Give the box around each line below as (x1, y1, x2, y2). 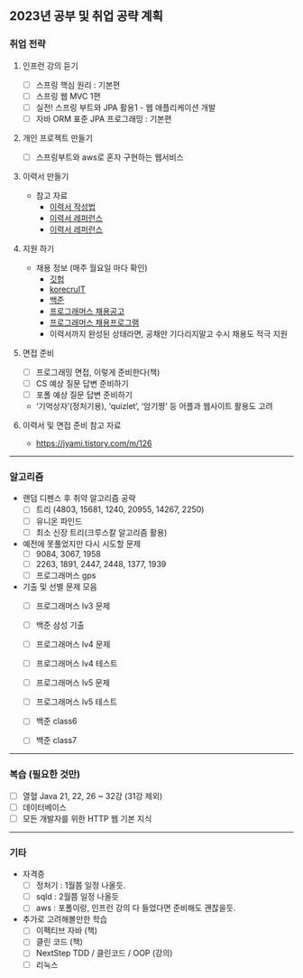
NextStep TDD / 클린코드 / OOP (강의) (35, 947, 173, 959)
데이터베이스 (22, 802, 68, 813)
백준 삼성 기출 (35, 619, 85, 630)
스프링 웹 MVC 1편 (35, 90, 101, 101)
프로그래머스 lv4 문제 (35, 638, 111, 649)
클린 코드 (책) (35, 936, 84, 947)
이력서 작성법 (49, 201, 96, 212)
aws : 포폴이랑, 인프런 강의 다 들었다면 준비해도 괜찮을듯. (35, 902, 236, 914)
